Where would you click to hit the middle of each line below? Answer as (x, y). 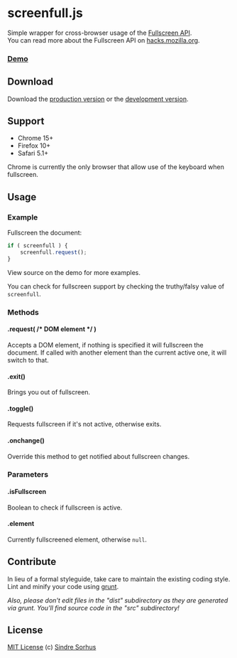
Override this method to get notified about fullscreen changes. (99, 456)
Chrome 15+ (35, 138)
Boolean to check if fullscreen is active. (65, 507)
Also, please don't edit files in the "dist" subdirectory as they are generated (118, 600)
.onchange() (26, 440)
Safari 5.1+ (33, 153)
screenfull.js (45, 13)
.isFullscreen (27, 492)
